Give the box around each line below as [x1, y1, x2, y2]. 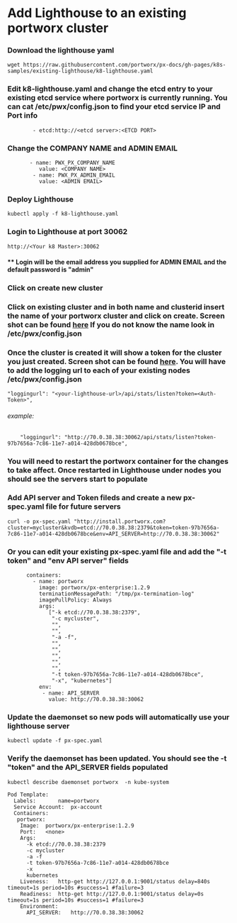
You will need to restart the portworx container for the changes [7, 456, 229, 466]
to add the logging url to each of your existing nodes [7, 365, 191, 375]
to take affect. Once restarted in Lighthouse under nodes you [7, 465, 221, 475]
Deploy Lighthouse [7, 194, 74, 204]
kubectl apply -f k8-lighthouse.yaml [7, 211, 119, 218]
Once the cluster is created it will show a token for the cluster [7, 348, 222, 358]
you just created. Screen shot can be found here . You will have [7, 357, 226, 367]
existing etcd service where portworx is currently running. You [7, 93, 228, 103]
